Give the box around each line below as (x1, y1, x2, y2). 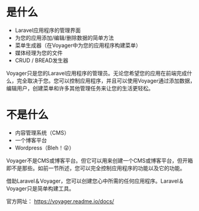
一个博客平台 (14, 136, 47, 143)
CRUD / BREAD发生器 (14, 57, 69, 64)
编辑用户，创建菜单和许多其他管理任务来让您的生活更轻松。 (6, 84, 154, 92)
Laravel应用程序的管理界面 (14, 27, 81, 34)
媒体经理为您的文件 (14, 49, 63, 56)
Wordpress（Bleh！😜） (14, 144, 75, 151)
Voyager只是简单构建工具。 (6, 184, 75, 192)
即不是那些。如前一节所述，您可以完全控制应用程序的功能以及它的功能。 (6, 164, 185, 172)
